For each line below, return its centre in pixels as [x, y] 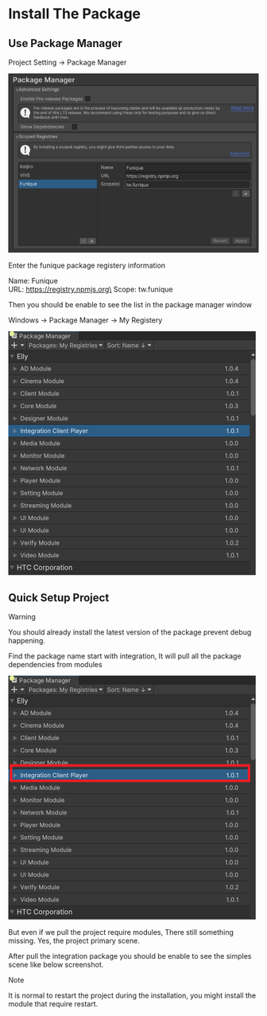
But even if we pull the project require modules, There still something [121, 932]
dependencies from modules [55, 665]
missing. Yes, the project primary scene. [74, 941]
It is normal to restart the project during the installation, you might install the [132, 995]
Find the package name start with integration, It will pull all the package [125, 656]
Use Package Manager [65, 43]
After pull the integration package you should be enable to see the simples [130, 956]
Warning [22, 617]
